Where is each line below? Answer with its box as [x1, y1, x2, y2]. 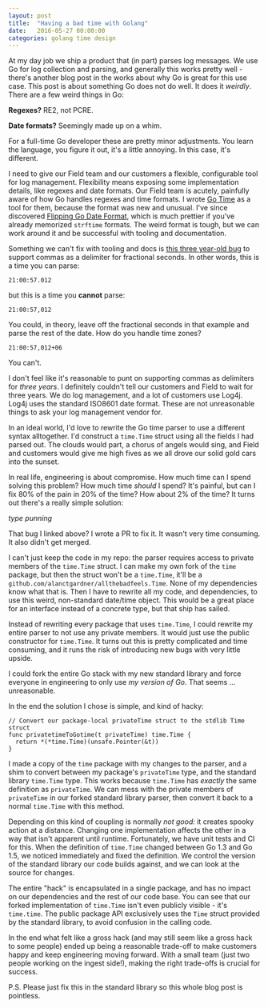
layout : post [8, 11, 52, 20]
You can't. [8, 358, 42, 368]
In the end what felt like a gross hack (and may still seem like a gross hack [8, 933, 253, 942]
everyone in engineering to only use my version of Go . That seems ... [8, 678, 236, 687]
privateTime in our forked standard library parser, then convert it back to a [8, 793, 254, 802]
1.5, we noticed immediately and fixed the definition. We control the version [8, 851, 256, 861]
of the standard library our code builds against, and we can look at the [8, 859, 240, 869]
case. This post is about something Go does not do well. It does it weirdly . [8, 82, 252, 91]
